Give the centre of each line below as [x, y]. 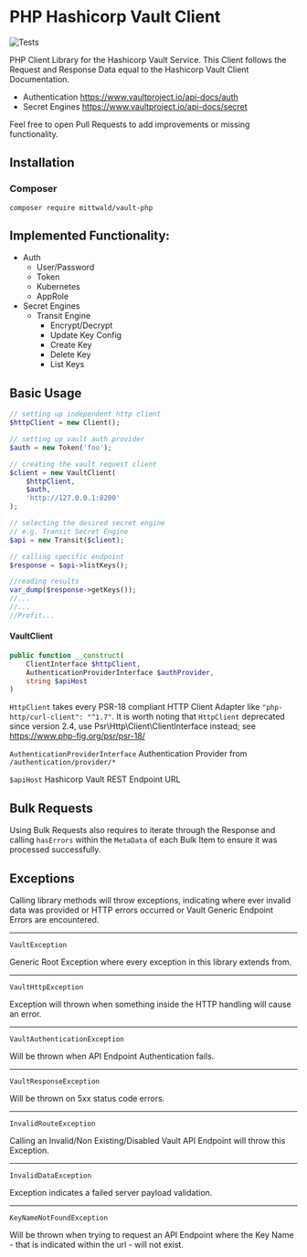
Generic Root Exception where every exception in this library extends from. [151, 962]
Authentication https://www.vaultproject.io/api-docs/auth [131, 97]
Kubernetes [58, 287]
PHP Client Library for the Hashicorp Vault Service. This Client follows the [148, 59]
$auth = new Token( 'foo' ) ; [61, 448]
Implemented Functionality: [90, 236]
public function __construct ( [67, 655]
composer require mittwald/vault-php [81, 207]
